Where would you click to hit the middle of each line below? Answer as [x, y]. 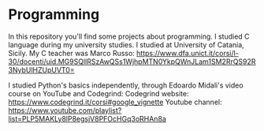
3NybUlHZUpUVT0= [41, 69]
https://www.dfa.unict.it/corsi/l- [188, 53]
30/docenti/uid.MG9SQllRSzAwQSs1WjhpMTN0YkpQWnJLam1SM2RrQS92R [132, 62]
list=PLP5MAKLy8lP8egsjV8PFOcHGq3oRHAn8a [87, 118]
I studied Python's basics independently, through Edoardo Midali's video [126, 85]
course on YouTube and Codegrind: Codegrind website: [99, 93]
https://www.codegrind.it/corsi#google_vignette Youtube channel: [115, 102]
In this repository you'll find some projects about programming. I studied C [129, 36]
